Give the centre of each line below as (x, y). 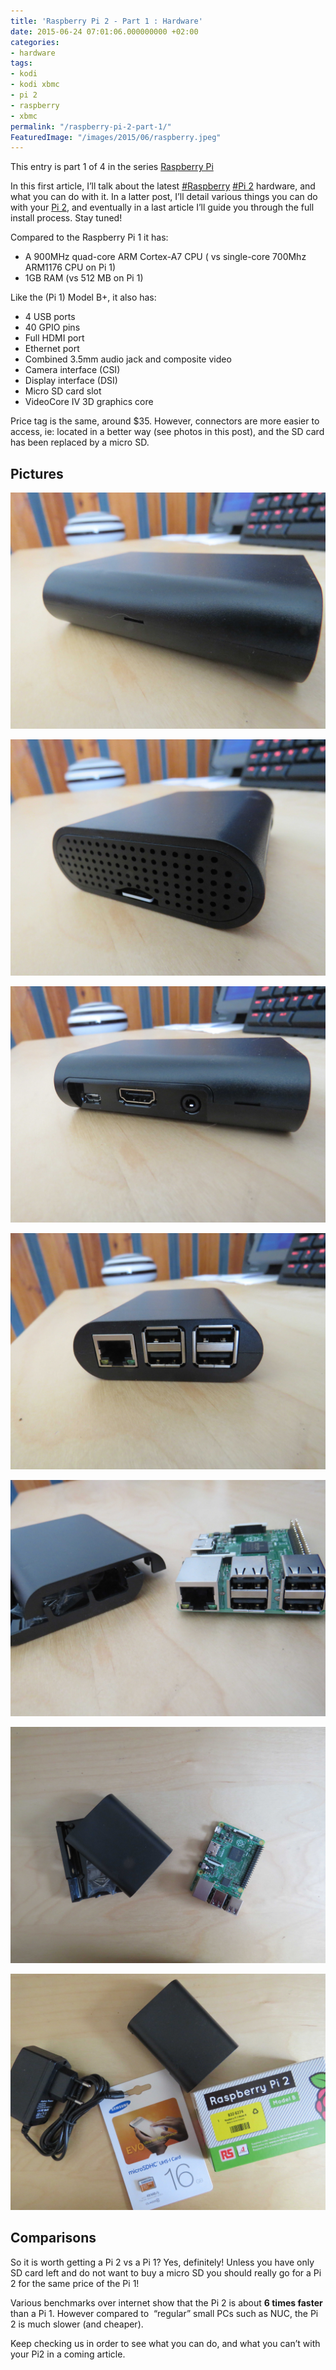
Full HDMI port (54, 338)
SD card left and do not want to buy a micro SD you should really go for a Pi (166, 2272)
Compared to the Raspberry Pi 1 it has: (89, 237)
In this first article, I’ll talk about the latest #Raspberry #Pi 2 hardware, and (163, 186)
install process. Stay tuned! (66, 218)
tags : (21, 63)
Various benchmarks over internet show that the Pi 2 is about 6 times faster (166, 2302)
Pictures (37, 473)
